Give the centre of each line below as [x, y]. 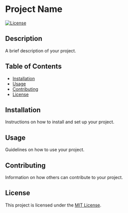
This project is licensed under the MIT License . [53, 205]
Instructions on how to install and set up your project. [60, 122]
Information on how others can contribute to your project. [64, 177]
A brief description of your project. [41, 50]
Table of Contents [34, 67]
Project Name [34, 9]
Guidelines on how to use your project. [45, 150]
